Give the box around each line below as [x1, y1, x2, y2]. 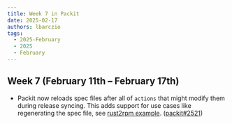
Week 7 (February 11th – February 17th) [7, 75, 180, 88]
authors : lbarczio [7, 23, 61, 30]
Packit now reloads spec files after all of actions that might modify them [17, 94, 226, 102]
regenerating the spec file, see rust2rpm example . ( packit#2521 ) [17, 109, 203, 117]
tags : [7, 29, 23, 37]
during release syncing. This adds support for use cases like [17, 101, 192, 109]
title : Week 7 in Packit [7, 10, 80, 18]
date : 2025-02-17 [7, 17, 58, 24]
